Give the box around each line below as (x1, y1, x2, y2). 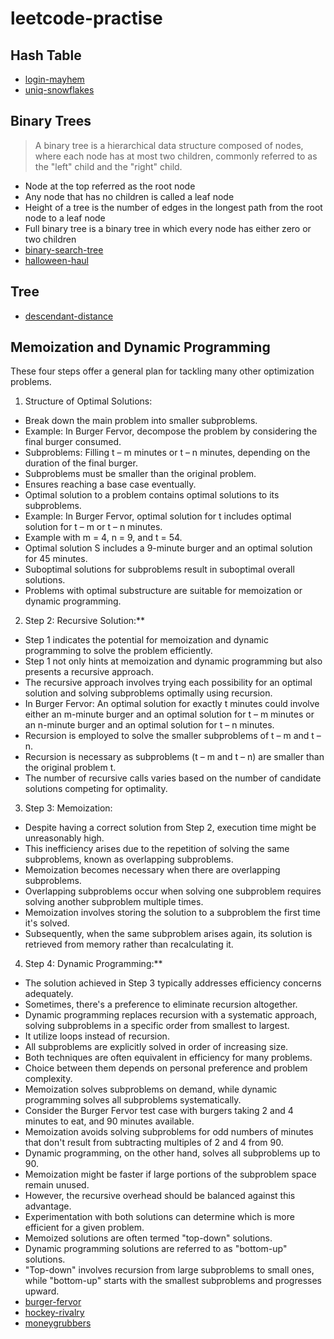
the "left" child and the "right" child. (34, 160, 183, 172)
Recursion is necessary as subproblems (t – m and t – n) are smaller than (24, 751, 325, 763)
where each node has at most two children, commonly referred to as (34, 150, 318, 162)
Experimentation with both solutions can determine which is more (24, 1211, 295, 1223)
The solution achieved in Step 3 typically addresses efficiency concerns (24, 977, 322, 989)
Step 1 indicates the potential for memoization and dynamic (24, 634, 269, 646)
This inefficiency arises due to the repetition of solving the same (24, 843, 290, 855)
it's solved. (24, 917, 70, 929)
